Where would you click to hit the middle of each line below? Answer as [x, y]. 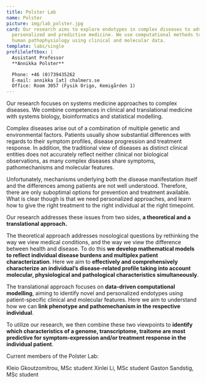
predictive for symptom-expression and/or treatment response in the [96, 338]
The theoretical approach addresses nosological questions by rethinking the [103, 236]
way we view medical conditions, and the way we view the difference [94, 242]
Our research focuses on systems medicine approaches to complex [92, 103]
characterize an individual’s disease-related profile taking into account [99, 268]
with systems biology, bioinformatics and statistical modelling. [85, 117]
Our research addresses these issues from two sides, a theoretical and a [99, 217]
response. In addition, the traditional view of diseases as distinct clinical [97, 148]
